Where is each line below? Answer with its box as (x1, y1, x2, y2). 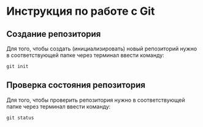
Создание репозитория (6, 29, 101, 39)
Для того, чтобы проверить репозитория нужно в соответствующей (6, 96, 185, 104)
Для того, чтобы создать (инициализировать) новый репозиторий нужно (6, 45, 197, 52)
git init (6, 63, 29, 69)
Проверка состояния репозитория (6, 80, 146, 90)
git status (6, 115, 34, 121)
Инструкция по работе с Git (6, 4, 155, 18)
